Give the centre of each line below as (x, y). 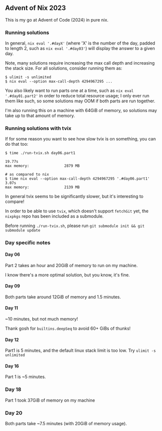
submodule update (23, 230)
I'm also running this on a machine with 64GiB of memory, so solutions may (81, 111)
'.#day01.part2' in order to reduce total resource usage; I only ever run (77, 96)
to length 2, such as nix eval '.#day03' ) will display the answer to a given (80, 48)
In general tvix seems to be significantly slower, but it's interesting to (74, 196)
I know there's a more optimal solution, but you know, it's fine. (68, 275)
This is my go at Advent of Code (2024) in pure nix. (57, 20)
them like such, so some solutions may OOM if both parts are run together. (80, 101)
